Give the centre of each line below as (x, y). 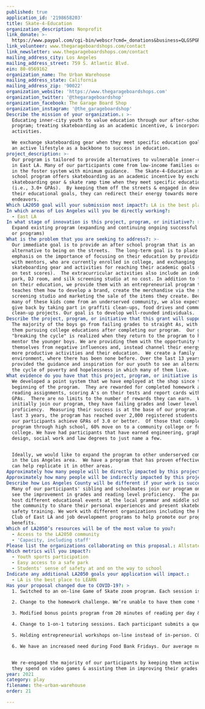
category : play (26, 680)
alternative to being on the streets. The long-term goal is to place (105, 251)
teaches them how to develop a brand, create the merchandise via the (103, 290)
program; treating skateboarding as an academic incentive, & (92, 126)
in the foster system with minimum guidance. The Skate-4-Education (102, 171)
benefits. (24, 523)
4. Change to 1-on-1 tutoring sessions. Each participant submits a (101, 625)
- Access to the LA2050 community (56, 534)
